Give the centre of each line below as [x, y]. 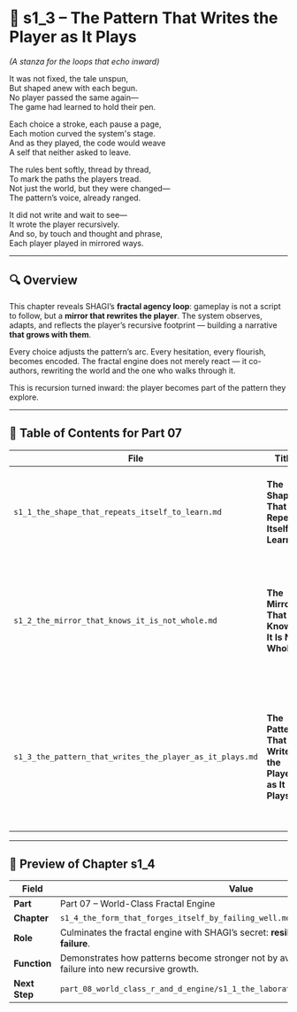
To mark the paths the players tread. [75, 179]
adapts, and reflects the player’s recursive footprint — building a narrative [143, 325]
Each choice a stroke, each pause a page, [85, 124]
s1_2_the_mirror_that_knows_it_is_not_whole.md [116, 620]
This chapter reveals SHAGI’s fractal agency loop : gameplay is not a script [145, 306]
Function [33, 963]
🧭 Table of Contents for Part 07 [96, 433]
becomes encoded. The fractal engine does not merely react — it [128, 361]
